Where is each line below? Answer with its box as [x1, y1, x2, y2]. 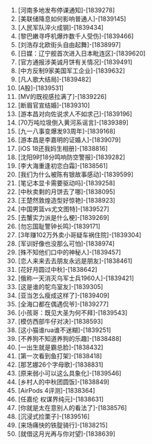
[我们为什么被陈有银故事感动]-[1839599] [17, 170, 134, 178]
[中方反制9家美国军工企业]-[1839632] [17, 66, 125, 75]
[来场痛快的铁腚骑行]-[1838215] [17, 421, 108, 429]
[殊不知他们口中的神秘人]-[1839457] [17, 248, 122, 256]
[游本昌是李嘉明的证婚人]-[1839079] [17, 136, 122, 144]
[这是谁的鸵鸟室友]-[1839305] [17, 283, 104, 290]
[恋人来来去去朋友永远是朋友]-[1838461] [17, 257, 133, 265]
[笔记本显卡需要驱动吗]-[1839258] [17, 179, 115, 187]
